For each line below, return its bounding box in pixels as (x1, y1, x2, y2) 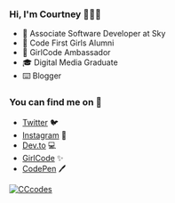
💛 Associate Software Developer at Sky (21, 28, 166, 39)
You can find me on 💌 (9, 96, 102, 109)
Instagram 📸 (21, 129, 67, 141)
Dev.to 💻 (21, 140, 57, 150)
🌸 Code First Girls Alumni (21, 37, 115, 48)
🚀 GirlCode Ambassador (21, 47, 111, 58)
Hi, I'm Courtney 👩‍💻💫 (9, 8, 102, 20)
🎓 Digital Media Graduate (21, 57, 118, 68)
